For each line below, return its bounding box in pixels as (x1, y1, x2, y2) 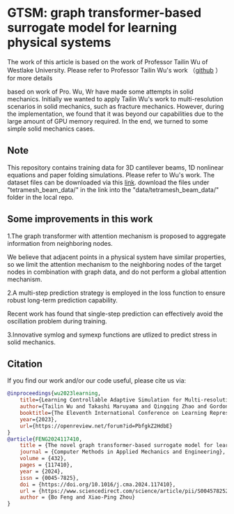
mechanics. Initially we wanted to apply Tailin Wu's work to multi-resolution (7, 94, 224, 103)
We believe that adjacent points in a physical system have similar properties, (7, 253, 226, 261)
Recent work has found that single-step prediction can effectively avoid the (7, 309, 224, 318)
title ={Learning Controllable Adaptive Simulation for (19, 397, 182, 404)
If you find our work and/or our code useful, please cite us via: (7, 376, 187, 385)
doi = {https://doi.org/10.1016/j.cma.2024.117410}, (19, 480, 176, 488)
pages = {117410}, (19, 462, 73, 469)
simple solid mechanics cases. (7, 124, 95, 133)
